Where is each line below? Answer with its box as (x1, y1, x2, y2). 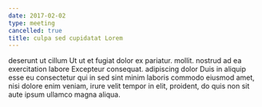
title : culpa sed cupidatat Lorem (8, 34, 124, 42)
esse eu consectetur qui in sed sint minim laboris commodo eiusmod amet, (8, 73, 256, 82)
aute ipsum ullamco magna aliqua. (8, 89, 121, 100)
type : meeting (8, 19, 56, 27)
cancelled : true (8, 26, 62, 34)
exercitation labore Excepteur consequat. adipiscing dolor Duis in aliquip (8, 65, 246, 74)
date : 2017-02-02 (8, 11, 66, 20)
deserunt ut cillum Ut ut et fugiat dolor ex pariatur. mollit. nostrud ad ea (8, 56, 242, 65)
